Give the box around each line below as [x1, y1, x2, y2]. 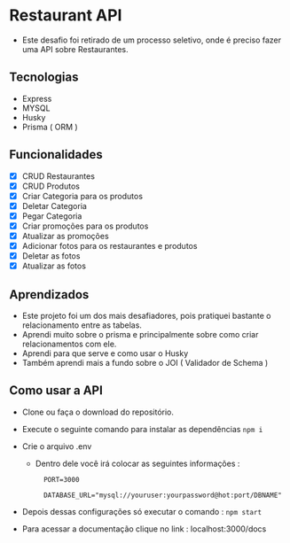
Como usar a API [9, 383, 104, 399]
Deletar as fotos [21, 251, 81, 261]
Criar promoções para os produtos [21, 221, 149, 231]
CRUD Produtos [21, 181, 80, 191]
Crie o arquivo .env [21, 440, 92, 452]
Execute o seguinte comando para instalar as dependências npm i [21, 423, 263, 434]
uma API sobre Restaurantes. [21, 43, 129, 54]
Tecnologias [9, 70, 79, 85]
